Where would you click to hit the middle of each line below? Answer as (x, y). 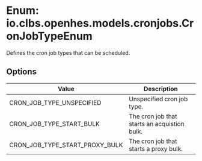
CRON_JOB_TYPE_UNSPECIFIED (55, 103)
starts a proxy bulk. (156, 148)
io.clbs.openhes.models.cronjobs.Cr (100, 23)
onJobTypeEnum (50, 36)
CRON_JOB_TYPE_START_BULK (55, 124)
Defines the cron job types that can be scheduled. (68, 52)
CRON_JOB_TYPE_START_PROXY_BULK (66, 145)
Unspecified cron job (158, 99)
